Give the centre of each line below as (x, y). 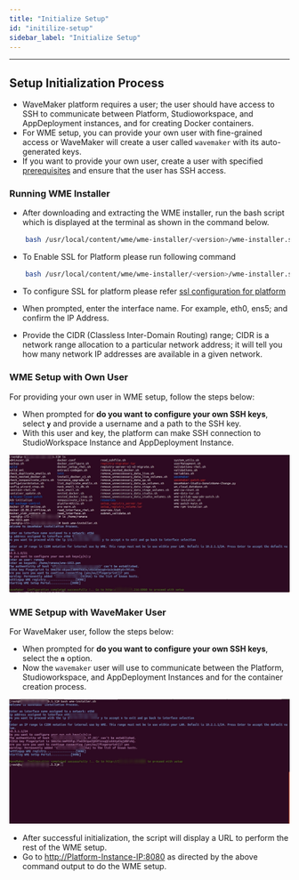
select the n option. (57, 658)
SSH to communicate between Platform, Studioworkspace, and (137, 114)
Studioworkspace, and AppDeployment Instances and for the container (152, 677)
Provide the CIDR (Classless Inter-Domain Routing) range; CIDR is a (145, 335)
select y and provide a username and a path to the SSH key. (132, 424)
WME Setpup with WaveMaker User (88, 612)
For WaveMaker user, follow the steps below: (92, 632)
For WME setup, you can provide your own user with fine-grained (142, 133)
